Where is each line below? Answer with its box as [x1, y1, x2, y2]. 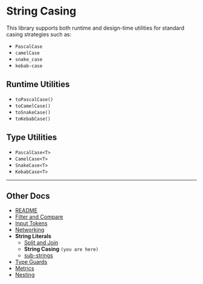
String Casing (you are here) [24, 245, 99, 253]
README [14, 207, 38, 214]
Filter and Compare [14, 213, 63, 220]
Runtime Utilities [6, 79, 70, 90]
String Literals [14, 233, 51, 240]
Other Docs [6, 191, 50, 201]
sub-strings [24, 252, 53, 259]
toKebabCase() [14, 116, 51, 122]
